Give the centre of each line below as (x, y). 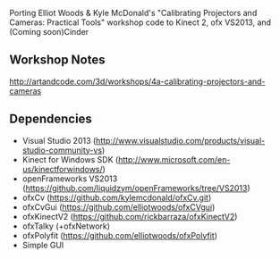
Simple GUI (43, 245)
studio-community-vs (62, 150)
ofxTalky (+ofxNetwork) (66, 226)
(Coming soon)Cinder (49, 32)
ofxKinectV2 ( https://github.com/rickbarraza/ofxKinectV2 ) (130, 216)
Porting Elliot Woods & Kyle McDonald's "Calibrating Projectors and (133, 13)
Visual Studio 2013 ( (59, 140)
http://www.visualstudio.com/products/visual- (180, 140)
